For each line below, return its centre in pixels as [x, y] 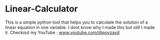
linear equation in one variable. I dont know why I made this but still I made [80, 27]
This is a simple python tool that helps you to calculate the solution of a [76, 22]
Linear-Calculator [41, 9]
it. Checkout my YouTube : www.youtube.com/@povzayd [62, 32]
